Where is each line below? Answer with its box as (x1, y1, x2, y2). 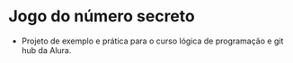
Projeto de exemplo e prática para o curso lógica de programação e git (21, 35, 284, 46)
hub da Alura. (21, 44, 72, 55)
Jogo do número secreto (8, 6, 195, 27)
